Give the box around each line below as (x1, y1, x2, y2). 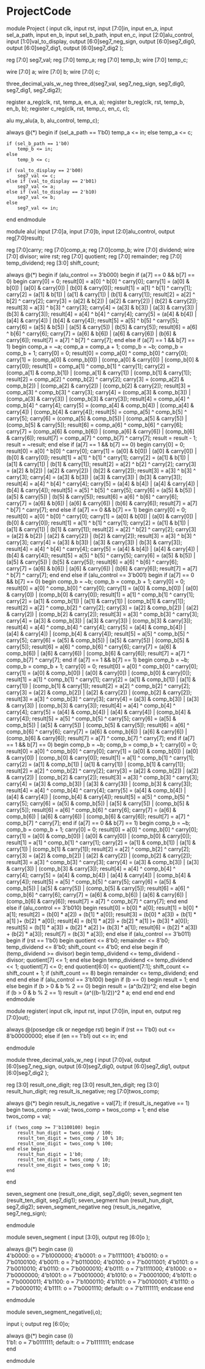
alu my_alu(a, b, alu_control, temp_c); (6, 117, 100, 124)
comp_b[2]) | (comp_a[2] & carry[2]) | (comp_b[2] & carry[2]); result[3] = (6, 382, 191, 389)
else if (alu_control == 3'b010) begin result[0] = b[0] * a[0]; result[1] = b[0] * (6, 904, 198, 911)
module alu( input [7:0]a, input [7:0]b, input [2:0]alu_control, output (6, 227, 175, 235)
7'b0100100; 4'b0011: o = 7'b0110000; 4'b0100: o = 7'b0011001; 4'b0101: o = (6, 1258, 199, 1266)
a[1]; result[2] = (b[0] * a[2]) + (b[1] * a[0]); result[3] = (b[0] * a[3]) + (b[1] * (6, 910, 197, 918)
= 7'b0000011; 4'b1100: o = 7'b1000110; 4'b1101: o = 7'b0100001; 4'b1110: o (6, 1277, 195, 1285)
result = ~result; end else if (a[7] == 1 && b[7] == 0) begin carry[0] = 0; (6, 440, 185, 448)
